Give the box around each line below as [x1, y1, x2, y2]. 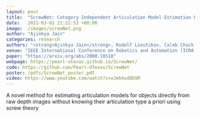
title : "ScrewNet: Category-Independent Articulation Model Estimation [6, 14, 191, 20]
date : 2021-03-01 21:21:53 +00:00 [6, 20, 98, 26]
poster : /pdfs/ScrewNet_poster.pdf [6, 70, 95, 76]
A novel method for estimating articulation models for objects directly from [6, 92, 190, 99]
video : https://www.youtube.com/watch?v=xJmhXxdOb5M [6, 75, 141, 81]
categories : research [6, 36, 60, 42]
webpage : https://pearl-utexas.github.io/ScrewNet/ [6, 59, 138, 64]
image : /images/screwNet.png [6, 25, 82, 32]
